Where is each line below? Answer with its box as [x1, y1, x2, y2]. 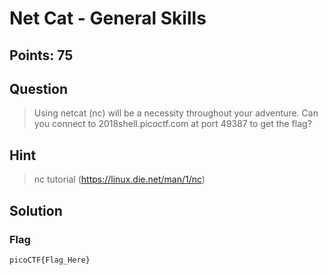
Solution [9, 202, 63, 219]
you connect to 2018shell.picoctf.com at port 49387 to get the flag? [33, 118, 312, 130]
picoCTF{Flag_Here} [9, 255, 91, 265]
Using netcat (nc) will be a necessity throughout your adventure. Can [33, 107, 319, 119]
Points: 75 [9, 47, 74, 64]
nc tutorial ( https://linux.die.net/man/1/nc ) [33, 173, 206, 186]
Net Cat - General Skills [9, 7, 207, 30]
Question [9, 80, 68, 97]
